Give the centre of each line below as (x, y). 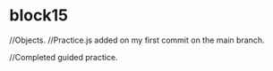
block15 (39, 16)
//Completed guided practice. (64, 57)
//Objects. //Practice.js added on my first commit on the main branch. (137, 40)
